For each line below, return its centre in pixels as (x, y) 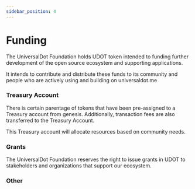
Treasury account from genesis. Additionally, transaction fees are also (90, 114)
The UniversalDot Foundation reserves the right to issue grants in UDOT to (96, 160)
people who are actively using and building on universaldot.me (82, 80)
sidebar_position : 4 (31, 11)
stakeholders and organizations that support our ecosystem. (79, 166)
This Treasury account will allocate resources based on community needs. (96, 131)
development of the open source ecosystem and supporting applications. (95, 62)
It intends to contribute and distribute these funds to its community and (92, 74)
